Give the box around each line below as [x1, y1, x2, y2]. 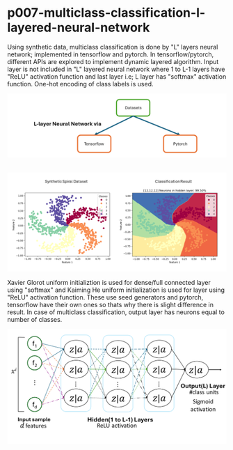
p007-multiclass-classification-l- [7, 5, 206, 21]
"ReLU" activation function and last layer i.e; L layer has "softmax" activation [7, 72, 227, 81]
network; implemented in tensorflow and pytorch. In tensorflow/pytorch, [7, 50, 214, 59]
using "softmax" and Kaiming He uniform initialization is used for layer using [7, 286, 225, 294]
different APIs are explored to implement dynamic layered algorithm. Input [7, 57, 219, 65]
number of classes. [7, 315, 63, 323]
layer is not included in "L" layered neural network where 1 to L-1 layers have [7, 65, 225, 73]
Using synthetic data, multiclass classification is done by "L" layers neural [7, 42, 218, 51]
